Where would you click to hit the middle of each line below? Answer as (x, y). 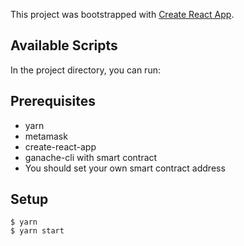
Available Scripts (64, 45)
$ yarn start (37, 231)
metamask (46, 136)
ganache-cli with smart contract (91, 157)
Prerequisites (53, 101)
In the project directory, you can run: (85, 70)
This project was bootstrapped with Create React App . (122, 14)
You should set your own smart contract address (125, 168)
